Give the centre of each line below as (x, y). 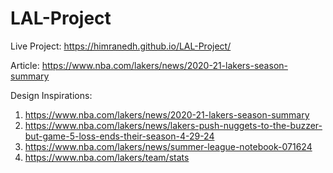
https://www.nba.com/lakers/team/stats (107, 157)
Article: (25, 65)
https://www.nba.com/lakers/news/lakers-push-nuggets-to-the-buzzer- (173, 125)
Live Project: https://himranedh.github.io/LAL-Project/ (121, 46)
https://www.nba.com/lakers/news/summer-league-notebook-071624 (168, 146)
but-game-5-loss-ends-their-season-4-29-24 (119, 136)
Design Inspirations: (51, 95)
